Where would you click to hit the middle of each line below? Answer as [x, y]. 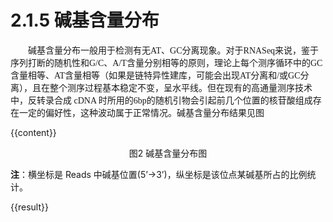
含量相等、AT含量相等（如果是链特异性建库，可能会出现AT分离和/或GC [155, 75]
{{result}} [29, 207]
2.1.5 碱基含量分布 [85, 20]
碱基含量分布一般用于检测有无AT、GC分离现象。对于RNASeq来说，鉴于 [174, 50]
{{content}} [33, 132]
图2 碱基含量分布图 [168, 153]
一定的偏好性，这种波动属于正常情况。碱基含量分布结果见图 [141, 112]
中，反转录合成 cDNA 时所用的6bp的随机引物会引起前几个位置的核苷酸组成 [161, 100]
